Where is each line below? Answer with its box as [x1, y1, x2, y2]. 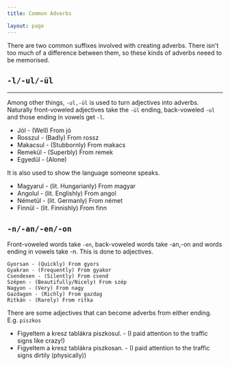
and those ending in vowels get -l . [7, 113, 105, 121]
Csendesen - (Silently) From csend [7, 273, 109, 280]
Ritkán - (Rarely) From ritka [7, 297, 94, 304]
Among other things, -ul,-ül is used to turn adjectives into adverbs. [7, 99, 199, 107]
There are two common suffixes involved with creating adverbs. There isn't [7, 41, 219, 49]
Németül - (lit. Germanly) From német [16, 197, 123, 205]
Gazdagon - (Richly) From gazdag [7, 291, 103, 298]
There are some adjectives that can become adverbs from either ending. [7, 309, 212, 317]
